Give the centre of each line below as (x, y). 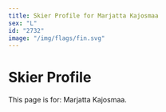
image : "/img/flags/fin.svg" (57, 38)
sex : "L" (23, 23)
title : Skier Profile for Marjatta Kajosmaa (83, 16)
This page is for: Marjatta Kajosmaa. (68, 100)
